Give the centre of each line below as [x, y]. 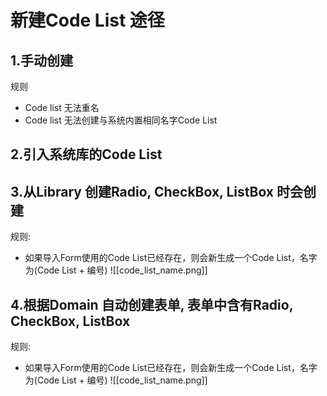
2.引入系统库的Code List [86, 154]
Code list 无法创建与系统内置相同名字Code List [121, 120]
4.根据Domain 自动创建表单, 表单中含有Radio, [152, 304]
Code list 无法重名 [62, 107]
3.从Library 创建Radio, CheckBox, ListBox [142, 191]
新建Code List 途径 [87, 20]
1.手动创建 [42, 60]
